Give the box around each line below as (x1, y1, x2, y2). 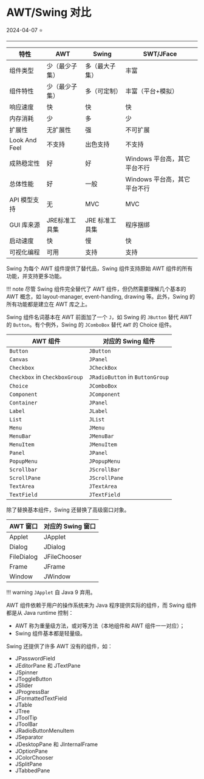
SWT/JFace (143, 49, 177, 58)
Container (9, 399, 38, 406)
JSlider (15, 682, 33, 689)
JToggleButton (15, 675, 52, 682)
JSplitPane (15, 760, 42, 767)
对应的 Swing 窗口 (43, 522, 96, 530)
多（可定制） (84, 86, 122, 95)
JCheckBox (89, 364, 117, 371)
